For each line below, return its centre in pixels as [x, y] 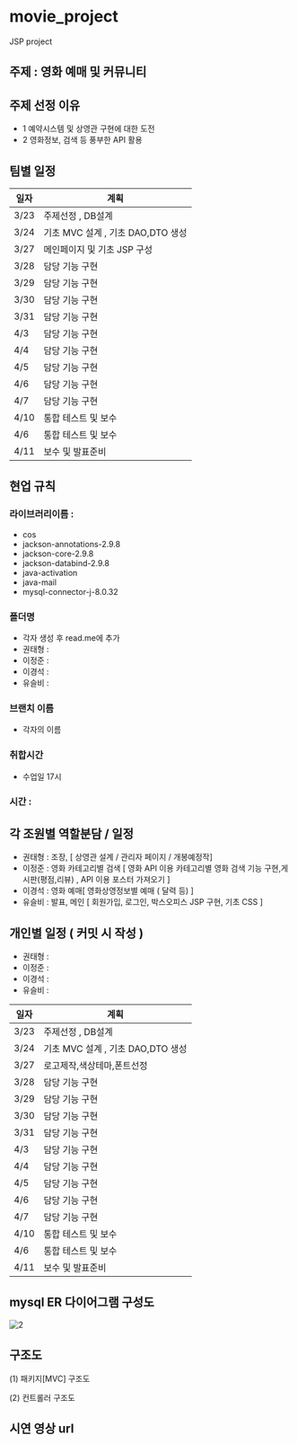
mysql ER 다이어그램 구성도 [82, 1302]
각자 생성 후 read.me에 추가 [71, 638]
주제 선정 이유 [45, 105]
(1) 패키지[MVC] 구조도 [50, 1378]
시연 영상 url [42, 1429]
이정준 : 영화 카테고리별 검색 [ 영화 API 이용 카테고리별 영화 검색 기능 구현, [152, 868]
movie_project [64, 17]
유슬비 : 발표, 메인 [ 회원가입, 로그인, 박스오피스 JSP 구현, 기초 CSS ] [142, 902]
